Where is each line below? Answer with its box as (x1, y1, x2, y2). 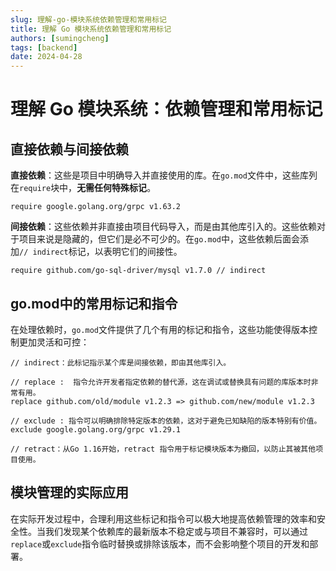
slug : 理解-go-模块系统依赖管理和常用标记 (10, 14, 167, 25)
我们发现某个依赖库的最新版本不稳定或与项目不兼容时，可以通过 (44, 525, 308, 537)
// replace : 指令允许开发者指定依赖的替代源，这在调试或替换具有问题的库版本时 (10, 377, 312, 387)
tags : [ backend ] (10, 42, 78, 53)
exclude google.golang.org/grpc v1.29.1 (10, 424, 182, 435)
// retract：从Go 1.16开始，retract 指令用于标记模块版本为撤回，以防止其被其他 (10, 444, 317, 454)
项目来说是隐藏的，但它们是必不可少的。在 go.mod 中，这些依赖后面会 (18, 233, 300, 245)
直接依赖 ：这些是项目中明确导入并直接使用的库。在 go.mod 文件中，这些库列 (10, 169, 318, 181)
